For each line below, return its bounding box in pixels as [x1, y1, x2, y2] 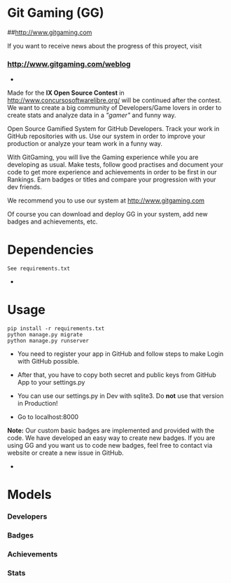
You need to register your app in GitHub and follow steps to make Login [17, 350, 224, 358]
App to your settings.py [17, 378, 85, 387]
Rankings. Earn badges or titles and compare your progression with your [7, 175, 216, 184]
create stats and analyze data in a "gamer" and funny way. [7, 111, 176, 120]
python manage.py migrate [7, 331, 83, 338]
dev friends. [7, 183, 42, 191]
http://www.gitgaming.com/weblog [7, 59, 131, 69]
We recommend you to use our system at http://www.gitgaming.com [7, 196, 205, 205]
